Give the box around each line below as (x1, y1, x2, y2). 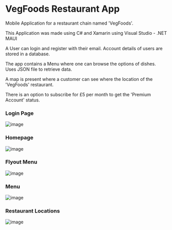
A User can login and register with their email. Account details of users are (5, 45, 163, 51)
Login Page (5, 110, 34, 117)
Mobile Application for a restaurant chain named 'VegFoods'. (5, 20, 133, 26)
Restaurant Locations (5, 207, 60, 215)
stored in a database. (5, 51, 50, 57)
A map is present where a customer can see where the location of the (5, 76, 153, 82)
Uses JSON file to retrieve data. (5, 66, 72, 72)
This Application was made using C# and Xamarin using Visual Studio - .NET (5, 30, 167, 36)
